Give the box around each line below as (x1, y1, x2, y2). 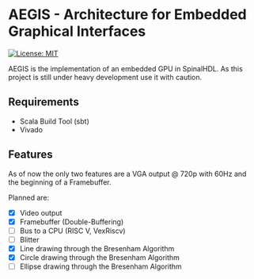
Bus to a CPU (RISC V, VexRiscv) (19, 226, 126, 235)
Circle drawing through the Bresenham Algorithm (19, 252, 180, 262)
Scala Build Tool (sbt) (19, 117, 89, 126)
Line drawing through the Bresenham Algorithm (19, 243, 175, 253)
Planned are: (8, 193, 50, 202)
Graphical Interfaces (8, 22, 146, 40)
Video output (19, 208, 63, 217)
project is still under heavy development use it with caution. (8, 72, 203, 82)
